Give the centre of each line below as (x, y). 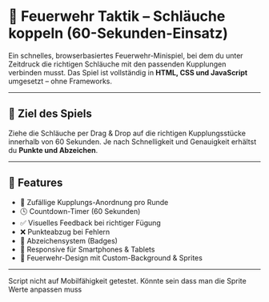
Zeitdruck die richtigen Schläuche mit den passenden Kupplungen (117, 64)
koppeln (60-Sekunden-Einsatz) (118, 33)
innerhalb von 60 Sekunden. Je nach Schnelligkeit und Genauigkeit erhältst (132, 141)
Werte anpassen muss (45, 289)
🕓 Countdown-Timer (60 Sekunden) (80, 211)
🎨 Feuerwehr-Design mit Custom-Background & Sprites (111, 258)
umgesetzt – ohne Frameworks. (60, 81)
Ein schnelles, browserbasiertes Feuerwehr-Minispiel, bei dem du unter (126, 55)
